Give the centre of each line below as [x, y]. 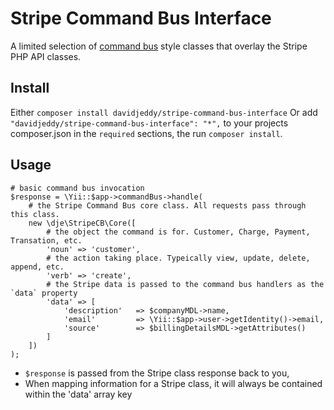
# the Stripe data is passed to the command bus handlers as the [185, 284]
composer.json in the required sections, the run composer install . [146, 133]
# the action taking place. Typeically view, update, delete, [178, 258]
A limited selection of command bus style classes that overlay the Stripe [159, 46]
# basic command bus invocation [77, 188]
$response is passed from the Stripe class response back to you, [157, 373]
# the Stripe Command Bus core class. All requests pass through [167, 205]
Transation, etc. [46, 240]
